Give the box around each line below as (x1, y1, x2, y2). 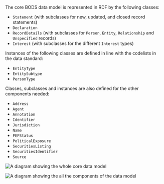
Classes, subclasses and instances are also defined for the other (5, 85, 139, 91)
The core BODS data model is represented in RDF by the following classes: (5, 4, 159, 10)
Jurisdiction (12, 122, 40, 127)
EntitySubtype (12, 71, 42, 76)
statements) (12, 19, 38, 25)
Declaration (12, 25, 38, 30)
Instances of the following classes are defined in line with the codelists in (5, 50, 156, 56)
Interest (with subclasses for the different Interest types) (12, 40, 134, 46)
